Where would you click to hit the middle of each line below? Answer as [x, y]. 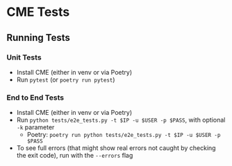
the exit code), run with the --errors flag [75, 156]
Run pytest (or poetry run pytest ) [66, 80]
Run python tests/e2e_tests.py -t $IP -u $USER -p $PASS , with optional [121, 120]
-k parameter [35, 127]
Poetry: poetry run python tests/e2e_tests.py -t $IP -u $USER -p [124, 135]
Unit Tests [24, 57]
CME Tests [38, 12]
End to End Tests [35, 98]
